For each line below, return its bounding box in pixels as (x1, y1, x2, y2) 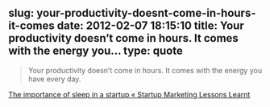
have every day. (27, 74, 81, 84)
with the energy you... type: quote (8, 44, 183, 58)
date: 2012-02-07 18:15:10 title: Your (56, 19, 244, 33)
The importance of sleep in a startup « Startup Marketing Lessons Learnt (8, 89, 251, 99)
